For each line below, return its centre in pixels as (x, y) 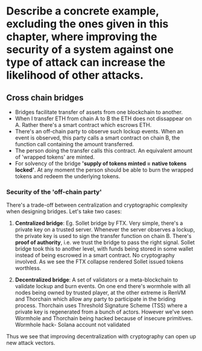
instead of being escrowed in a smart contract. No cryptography (95, 256)
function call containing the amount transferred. (74, 144)
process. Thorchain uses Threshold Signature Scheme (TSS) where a (101, 306)
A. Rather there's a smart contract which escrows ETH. (83, 125)
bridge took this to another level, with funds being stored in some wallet (104, 249)
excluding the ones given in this (87, 24)
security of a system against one (90, 50)
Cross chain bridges (45, 98)
